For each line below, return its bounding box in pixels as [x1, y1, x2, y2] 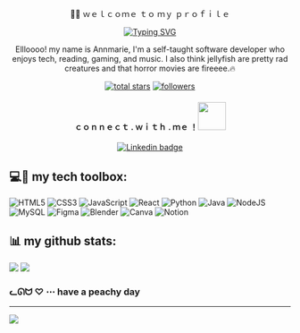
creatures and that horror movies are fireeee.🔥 [64, 63, 236, 73]
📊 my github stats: [9, 234, 117, 249]
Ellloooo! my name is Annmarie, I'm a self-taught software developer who [14, 44, 286, 55]
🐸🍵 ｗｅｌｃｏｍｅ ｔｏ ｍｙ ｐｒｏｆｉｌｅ [70, 9, 230, 19]
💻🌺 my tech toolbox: [9, 169, 128, 184]
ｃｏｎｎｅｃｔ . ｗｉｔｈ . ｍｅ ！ [74, 121, 198, 132]
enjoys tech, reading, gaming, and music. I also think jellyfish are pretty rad [12, 54, 288, 64]
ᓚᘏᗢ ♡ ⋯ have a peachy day [9, 286, 141, 298]
